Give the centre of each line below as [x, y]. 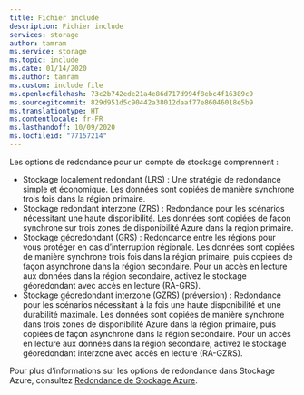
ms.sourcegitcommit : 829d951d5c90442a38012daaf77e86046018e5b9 [132, 102]
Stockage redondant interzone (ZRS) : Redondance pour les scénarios [153, 208]
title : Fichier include [54, 18]
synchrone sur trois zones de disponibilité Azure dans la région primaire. [158, 227]
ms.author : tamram [44, 77]
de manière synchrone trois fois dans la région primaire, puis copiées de [157, 256]
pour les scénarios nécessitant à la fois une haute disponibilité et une [152, 304]
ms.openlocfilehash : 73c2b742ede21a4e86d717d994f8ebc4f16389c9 [132, 94]
